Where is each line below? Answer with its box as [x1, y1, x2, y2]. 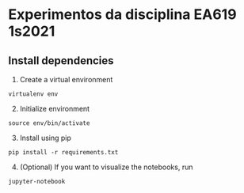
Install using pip [19, 133, 71, 142]
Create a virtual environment [19, 75, 113, 84]
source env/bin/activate [8, 119, 90, 127]
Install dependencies [8, 54, 114, 67]
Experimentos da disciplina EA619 [8, 6, 237, 24]
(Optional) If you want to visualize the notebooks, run [19, 162, 193, 172]
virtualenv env [8, 90, 59, 98]
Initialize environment [19, 104, 90, 113]
